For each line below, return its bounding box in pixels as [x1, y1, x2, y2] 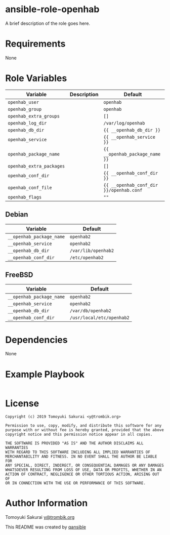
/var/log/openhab [103, 120, 145, 126]
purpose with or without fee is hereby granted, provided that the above [5, 428, 164, 433]
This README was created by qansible [5, 524, 86, 530]
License [5, 397, 39, 409]
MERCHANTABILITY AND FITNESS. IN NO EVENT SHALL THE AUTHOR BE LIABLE [5, 454, 157, 459]
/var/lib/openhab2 [70, 248, 114, 254]
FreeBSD [5, 271, 33, 279]
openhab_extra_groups [8, 113, 60, 119]
